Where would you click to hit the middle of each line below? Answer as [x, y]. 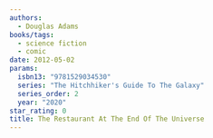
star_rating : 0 [38, 111]
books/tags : [32, 34]
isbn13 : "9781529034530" [64, 77]
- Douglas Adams [48, 26]
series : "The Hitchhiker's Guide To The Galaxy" [111, 85]
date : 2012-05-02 [42, 60]
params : [24, 69]
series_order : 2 [48, 94]
